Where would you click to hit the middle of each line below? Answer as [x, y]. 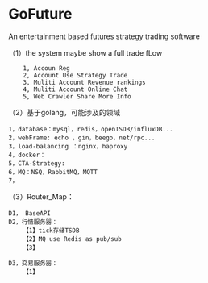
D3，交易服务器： [33, 263]
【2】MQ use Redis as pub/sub [73, 239]
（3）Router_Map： [41, 196]
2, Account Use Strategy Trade [75, 75]
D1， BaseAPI [29, 213]
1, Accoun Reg [46, 68]
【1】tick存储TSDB [51, 231]
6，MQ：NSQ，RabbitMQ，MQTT [53, 172]
